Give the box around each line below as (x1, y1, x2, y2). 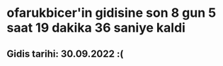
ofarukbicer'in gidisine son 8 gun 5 (6, 5, 217, 21)
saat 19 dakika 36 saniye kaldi (6, 20, 185, 36)
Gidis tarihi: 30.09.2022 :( (6, 48, 124, 60)
